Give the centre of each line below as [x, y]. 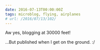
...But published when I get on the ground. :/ [50, 42]
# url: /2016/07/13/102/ [31, 19]
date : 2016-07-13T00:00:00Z [34, 10]
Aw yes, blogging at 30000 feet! [38, 33]
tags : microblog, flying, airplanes [43, 14]
